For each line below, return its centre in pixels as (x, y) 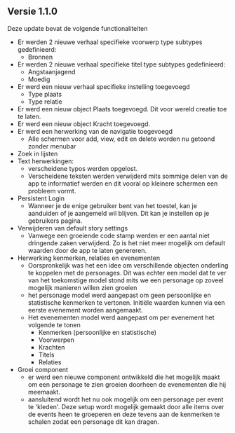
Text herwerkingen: (46, 161)
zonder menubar (52, 146)
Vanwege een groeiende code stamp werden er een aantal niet (119, 235)
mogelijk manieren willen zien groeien (82, 287)
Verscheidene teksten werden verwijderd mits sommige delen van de (128, 176)
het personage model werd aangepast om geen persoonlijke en (120, 295)
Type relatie (45, 102)
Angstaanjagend (52, 71)
